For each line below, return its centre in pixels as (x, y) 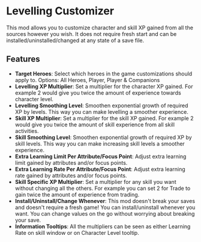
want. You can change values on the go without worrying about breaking (105, 213)
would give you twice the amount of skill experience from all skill (95, 125)
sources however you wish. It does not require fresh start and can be (91, 34)
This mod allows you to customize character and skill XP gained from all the (100, 28)
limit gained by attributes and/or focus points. (71, 162)
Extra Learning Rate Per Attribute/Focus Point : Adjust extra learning (100, 169)
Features (23, 59)
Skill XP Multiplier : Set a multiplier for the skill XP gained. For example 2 (104, 118)
